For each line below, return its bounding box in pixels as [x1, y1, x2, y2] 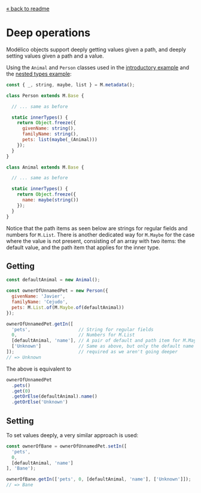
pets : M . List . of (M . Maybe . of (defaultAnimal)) [11, 304, 124, 311]
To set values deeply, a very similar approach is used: [6, 431, 139, 438]
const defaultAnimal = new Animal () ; [6, 277, 100, 283]
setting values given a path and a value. [6, 52, 104, 59]
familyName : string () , [22, 131, 79, 137]
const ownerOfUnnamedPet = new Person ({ [6, 288, 109, 294]
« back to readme [6, 5, 50, 12]
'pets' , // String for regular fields [11, 326, 154, 332]
